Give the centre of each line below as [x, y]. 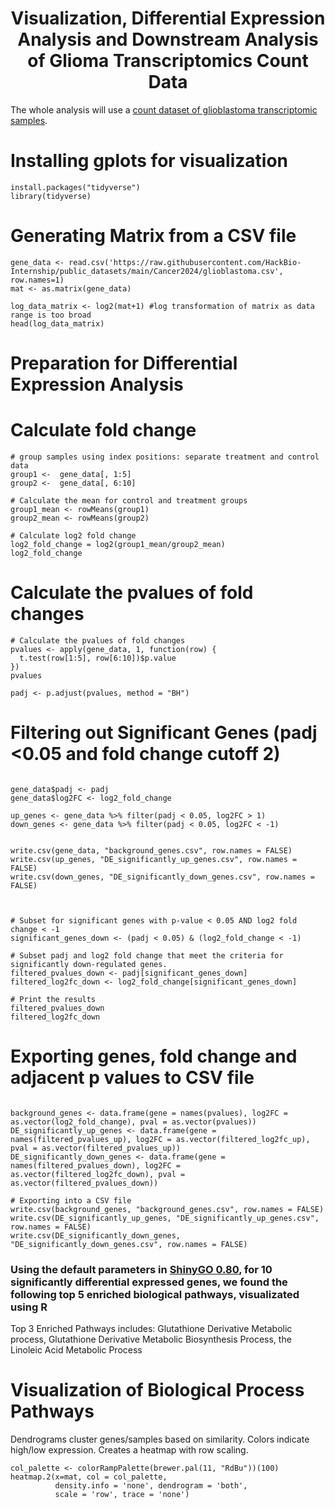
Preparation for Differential [124, 363]
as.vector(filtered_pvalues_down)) [84, 1183]
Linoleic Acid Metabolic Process [76, 1350]
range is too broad [51, 315]
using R [29, 1307]
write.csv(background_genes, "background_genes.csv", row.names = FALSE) [167, 1209]
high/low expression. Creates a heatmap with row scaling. [129, 1449]
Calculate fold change [103, 430]
